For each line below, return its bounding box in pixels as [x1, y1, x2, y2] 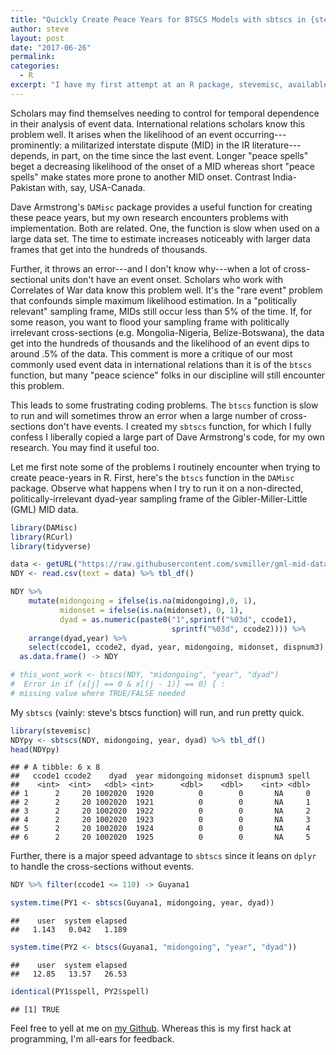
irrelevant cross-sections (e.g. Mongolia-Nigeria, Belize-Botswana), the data [10, 326, 325, 338]
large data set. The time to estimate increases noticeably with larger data [10, 232, 311, 245]
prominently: [10, 139, 63, 151]
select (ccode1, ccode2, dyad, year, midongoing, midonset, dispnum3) [28, 642, 325, 653]
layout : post [10, 33, 65, 43]
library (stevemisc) [10, 726, 92, 736]
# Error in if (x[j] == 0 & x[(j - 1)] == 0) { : [10, 679, 226, 689]
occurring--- [234, 128, 287, 140]
